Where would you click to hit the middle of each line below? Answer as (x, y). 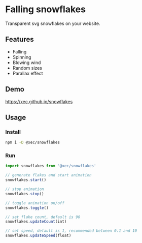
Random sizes (27, 68)
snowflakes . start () (26, 180)
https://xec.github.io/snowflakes (39, 101)
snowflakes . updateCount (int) (36, 222)
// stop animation (25, 189)
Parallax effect (28, 73)
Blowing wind (27, 63)
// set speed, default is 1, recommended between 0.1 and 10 (71, 231)
